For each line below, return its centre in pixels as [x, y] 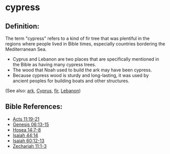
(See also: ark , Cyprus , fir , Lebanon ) [43, 91]
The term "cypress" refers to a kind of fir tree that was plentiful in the [77, 38]
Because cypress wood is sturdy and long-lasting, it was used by [81, 75]
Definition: [22, 26]
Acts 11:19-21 [26, 119]
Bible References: [34, 107]
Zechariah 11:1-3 [29, 146]
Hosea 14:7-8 [27, 130]
